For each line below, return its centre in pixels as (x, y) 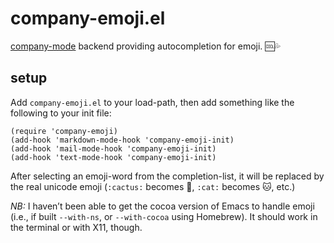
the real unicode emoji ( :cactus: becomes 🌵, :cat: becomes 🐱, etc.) (153, 186)
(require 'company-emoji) (64, 131)
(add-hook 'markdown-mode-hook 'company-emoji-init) (122, 140)
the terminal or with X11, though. (76, 227)
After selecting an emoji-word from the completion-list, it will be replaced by (167, 176)
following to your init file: (61, 113)
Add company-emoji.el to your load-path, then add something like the (152, 102)
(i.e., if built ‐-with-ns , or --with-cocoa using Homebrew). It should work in (164, 216)
